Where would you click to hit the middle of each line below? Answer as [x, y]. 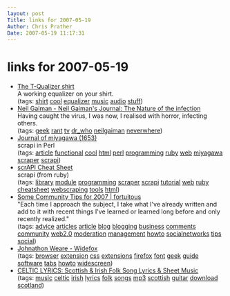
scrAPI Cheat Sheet [45, 168]
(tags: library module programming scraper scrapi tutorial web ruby [113, 182]
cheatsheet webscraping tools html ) [68, 190]
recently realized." [43, 219]
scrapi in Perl [36, 146]
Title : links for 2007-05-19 [49, 20]
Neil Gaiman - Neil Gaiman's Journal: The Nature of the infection [109, 109]
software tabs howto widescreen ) [65, 263]
